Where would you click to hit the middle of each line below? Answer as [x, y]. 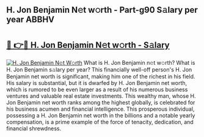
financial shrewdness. [34, 128]
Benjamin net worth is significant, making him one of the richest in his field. [101, 76]
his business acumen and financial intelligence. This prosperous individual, [100, 109]
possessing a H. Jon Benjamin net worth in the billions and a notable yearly [101, 115]
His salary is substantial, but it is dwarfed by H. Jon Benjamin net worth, [97, 83]
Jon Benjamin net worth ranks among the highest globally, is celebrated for [101, 102]
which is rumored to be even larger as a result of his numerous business [97, 89]
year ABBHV [31, 20]
